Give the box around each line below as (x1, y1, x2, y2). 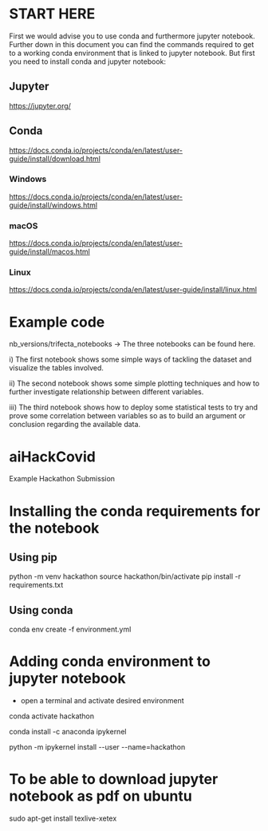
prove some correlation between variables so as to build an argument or (9, 411, 246, 421)
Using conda (9, 603, 73, 617)
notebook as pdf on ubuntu (9, 787, 192, 805)
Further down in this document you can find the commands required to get (9, 39, 254, 49)
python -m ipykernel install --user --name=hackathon (9, 742, 186, 752)
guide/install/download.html (9, 153, 100, 164)
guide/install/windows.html (9, 200, 98, 210)
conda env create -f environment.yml (9, 624, 132, 635)
